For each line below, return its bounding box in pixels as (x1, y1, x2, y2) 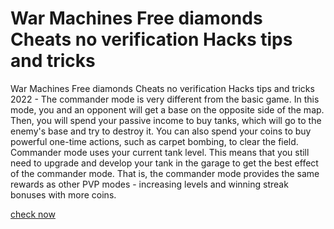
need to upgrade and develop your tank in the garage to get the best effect (10, 157, 319, 169)
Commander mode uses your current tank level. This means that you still (10, 146, 310, 158)
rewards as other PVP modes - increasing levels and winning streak (10, 178, 289, 190)
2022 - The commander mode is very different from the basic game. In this (10, 93, 320, 105)
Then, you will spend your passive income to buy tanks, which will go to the (10, 114, 322, 126)
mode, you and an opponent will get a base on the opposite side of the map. (10, 103, 325, 116)
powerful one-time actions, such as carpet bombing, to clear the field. (10, 135, 299, 147)
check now (10, 208, 56, 220)
